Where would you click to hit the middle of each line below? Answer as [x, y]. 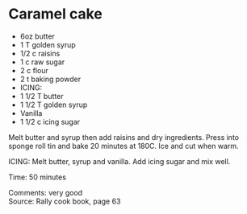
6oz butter [37, 36]
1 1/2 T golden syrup [54, 105]
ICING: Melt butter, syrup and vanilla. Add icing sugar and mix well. [119, 161]
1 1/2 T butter [42, 96]
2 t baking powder [50, 79]
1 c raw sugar [42, 62]
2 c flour [34, 70]
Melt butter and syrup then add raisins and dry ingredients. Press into [124, 137]
